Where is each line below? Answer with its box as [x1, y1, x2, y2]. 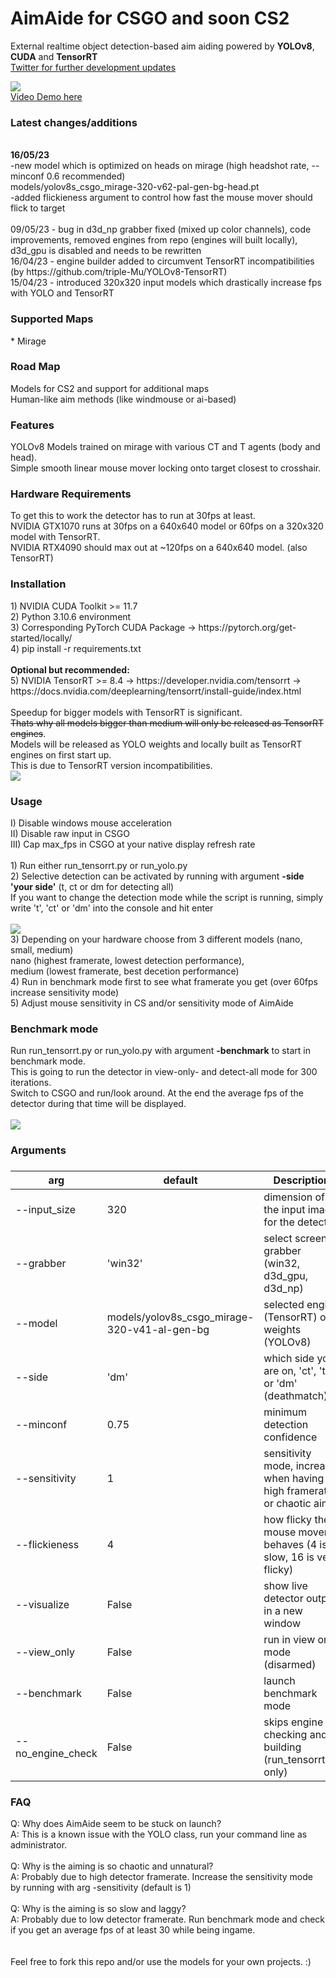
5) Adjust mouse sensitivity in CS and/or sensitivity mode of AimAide [10, 997, 294, 1009]
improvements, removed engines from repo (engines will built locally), [10, 234, 298, 246]
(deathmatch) [263, 1389, 328, 1403]
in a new [263, 1604, 303, 1618]
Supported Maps [10, 312, 94, 326]
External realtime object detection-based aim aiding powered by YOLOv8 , [10, 40, 315, 52]
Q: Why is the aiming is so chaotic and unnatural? [10, 1860, 214, 1872]
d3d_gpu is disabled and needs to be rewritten [10, 245, 202, 257]
